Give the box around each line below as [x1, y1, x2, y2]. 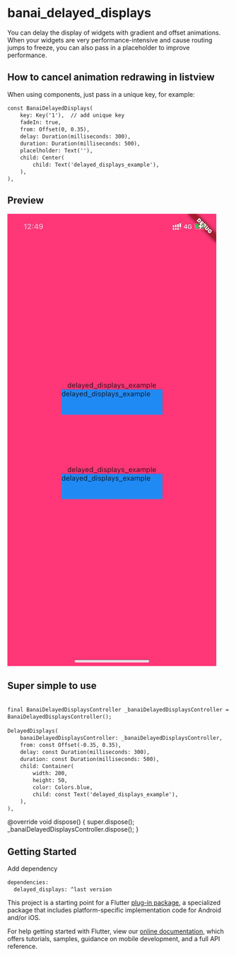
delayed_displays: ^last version [13, 886, 112, 893]
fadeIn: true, [20, 119, 61, 126]
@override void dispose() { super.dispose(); [7, 818, 135, 826]
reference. [7, 942, 37, 951]
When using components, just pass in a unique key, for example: [7, 90, 196, 98]
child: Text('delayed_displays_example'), [33, 161, 160, 168]
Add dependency [7, 864, 58, 873]
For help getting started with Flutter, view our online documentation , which [7, 927, 225, 936]
